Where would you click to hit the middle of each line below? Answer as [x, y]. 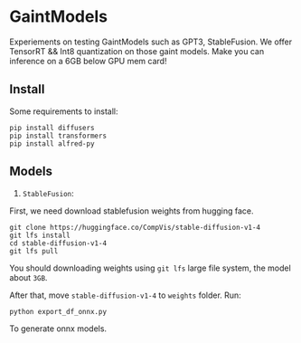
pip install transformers [58, 136]
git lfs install [40, 235]
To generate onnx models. [58, 329]
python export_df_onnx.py [58, 311]
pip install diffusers [52, 128]
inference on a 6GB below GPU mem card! [88, 61]
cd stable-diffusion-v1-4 [58, 243]
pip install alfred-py [52, 143]
